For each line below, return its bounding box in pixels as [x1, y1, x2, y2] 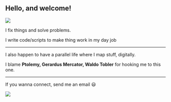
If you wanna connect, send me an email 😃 [5, 81, 96, 87]
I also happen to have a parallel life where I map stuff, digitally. [5, 51, 136, 57]
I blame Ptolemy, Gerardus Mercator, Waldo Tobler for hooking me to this [5, 61, 161, 67]
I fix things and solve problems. [5, 27, 71, 33]
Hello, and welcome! [5, 4, 72, 13]
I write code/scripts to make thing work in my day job [5, 37, 117, 43]
